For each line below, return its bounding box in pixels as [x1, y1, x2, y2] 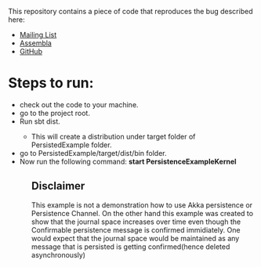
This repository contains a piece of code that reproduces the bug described [8, 7, 253, 16]
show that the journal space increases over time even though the [31, 217, 241, 226]
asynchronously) [31, 250, 86, 259]
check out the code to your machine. [19, 99, 139, 109]
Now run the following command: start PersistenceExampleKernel [19, 157, 237, 166]
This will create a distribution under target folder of [31, 132, 196, 141]
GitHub [19, 47, 43, 56]
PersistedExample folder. [31, 140, 112, 150]
